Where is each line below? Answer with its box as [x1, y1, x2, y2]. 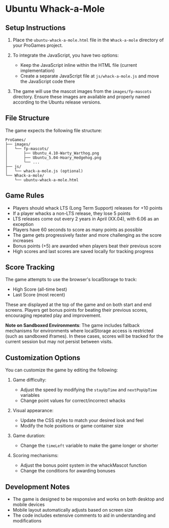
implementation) [20, 67, 55, 73]
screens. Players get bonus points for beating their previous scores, [5, 307, 148, 313]
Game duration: [12, 433, 46, 439]
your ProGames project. [12, 42, 63, 48]
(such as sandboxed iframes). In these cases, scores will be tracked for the [5, 333, 163, 339]
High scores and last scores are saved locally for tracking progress [12, 248, 154, 254]
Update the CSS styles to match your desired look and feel [20, 417, 144, 423]
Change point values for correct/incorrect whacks [20, 397, 126, 404]
